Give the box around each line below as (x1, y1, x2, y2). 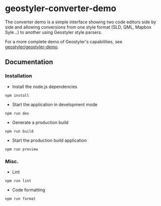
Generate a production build (12, 120, 69, 125)
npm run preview (5, 147, 38, 152)
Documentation (5, 58, 54, 66)
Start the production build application (12, 137, 87, 143)
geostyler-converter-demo (5, 3, 117, 14)
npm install (5, 93, 29, 98)
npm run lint (5, 178, 32, 183)
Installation (5, 72, 33, 79)
